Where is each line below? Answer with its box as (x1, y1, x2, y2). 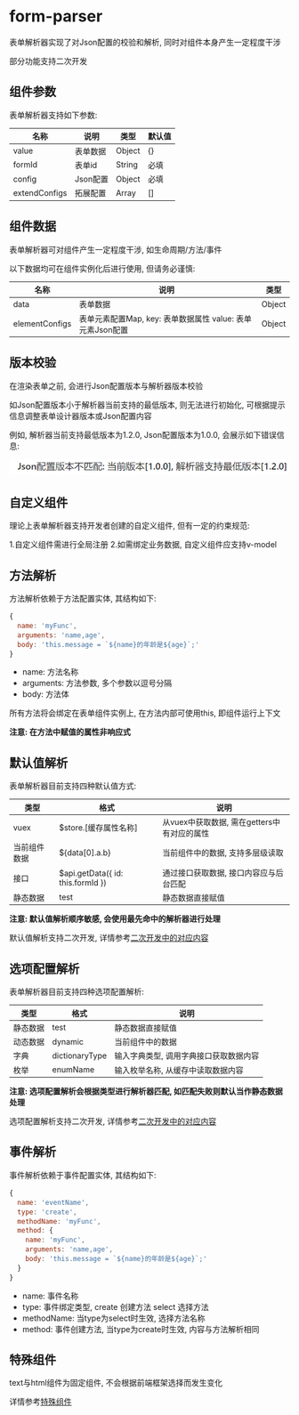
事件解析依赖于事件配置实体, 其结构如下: (9, 1169, 158, 1180)
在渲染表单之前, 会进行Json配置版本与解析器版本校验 (9, 380, 204, 391)
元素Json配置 (78, 324, 129, 335)
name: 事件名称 (21, 1290, 79, 1301)
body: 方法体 (21, 689, 69, 699)
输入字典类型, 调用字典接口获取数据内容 (114, 1050, 260, 1061)
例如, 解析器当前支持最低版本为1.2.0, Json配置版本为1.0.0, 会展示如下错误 (9, 429, 278, 440)
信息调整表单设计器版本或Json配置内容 (9, 410, 153, 421)
